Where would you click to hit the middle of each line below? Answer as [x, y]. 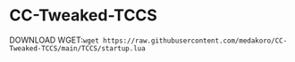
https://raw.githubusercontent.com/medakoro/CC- [195, 41]
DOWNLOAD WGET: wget [55, 40]
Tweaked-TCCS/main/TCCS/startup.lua [77, 48]
